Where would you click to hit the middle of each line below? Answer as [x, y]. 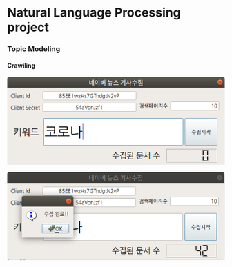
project [28, 27]
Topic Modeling [34, 49]
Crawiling [21, 65]
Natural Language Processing [94, 13]
